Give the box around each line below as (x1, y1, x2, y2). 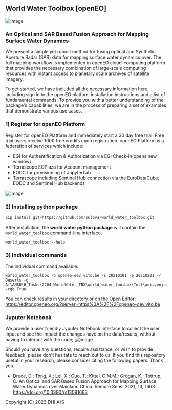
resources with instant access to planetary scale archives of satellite (5, 70, 150, 77)
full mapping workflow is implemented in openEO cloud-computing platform (5, 60, 165, 66)
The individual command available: (5, 263, 79, 269)
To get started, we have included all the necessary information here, (5, 86, 149, 92)
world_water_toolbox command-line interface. (5, 230, 102, 236)
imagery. (5, 76, 24, 82)
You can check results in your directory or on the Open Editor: (5, 295, 136, 302)
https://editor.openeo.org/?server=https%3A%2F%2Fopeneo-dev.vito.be (5, 301, 160, 307)
